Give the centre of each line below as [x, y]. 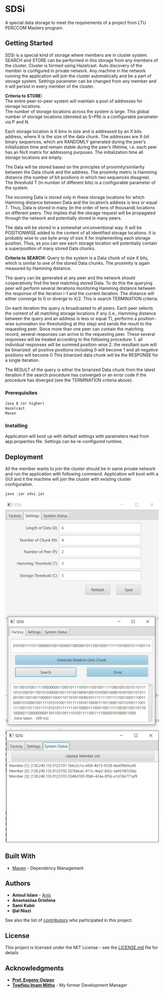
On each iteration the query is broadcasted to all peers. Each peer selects [79, 308]
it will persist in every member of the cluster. [50, 86]
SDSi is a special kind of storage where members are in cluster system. [77, 55]
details [12, 953]
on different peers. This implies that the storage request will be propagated [80, 213]
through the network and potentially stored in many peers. [63, 218]
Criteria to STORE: [24, 96]
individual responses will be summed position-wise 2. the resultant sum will [81, 345]
